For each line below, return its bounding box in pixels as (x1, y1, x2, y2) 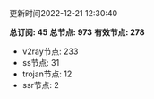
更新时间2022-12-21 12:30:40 (9, 8, 118, 18)
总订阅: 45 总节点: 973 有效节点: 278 (9, 27, 145, 38)
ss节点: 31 (21, 58, 60, 67)
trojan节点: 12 (21, 68, 73, 79)
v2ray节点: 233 (21, 46, 79, 57)
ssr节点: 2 (21, 80, 60, 90)
